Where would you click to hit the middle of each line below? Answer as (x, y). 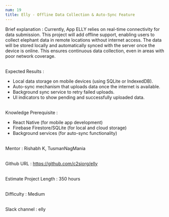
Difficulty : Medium (25, 194)
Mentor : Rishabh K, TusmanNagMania (45, 148)
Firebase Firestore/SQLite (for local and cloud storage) (70, 128)
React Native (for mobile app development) (58, 122)
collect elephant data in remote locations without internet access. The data (83, 40)
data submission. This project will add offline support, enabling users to (80, 34)
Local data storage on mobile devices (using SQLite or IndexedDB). (83, 81)
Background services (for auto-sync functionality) (65, 133)
